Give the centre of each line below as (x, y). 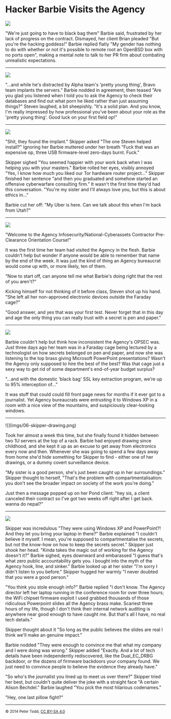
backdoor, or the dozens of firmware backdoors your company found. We (82, 661)
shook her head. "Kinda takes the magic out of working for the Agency (79, 550)
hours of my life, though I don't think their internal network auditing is (78, 609)
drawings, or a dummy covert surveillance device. (58, 462)
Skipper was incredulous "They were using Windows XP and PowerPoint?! (83, 528)
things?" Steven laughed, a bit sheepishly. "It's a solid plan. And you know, (83, 106)
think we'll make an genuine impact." (44, 635)
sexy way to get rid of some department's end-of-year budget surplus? (80, 369)
